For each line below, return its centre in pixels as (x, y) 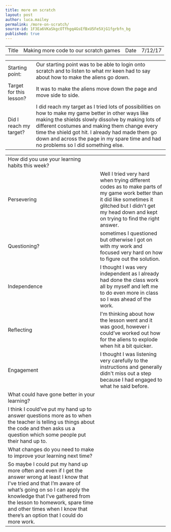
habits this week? (28, 165)
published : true (22, 34)
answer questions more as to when (50, 416)
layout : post (19, 15)
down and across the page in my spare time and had (98, 139)
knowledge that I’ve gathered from (49, 496)
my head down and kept (129, 212)
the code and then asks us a (41, 428)
